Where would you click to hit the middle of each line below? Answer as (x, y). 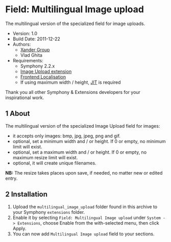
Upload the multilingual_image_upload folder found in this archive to (85, 207)
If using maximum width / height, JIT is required (70, 82)
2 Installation (26, 194)
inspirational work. (25, 98)
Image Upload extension (46, 71)
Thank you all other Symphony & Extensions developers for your (73, 92)
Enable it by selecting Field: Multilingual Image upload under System (87, 217)
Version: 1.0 (25, 33)
